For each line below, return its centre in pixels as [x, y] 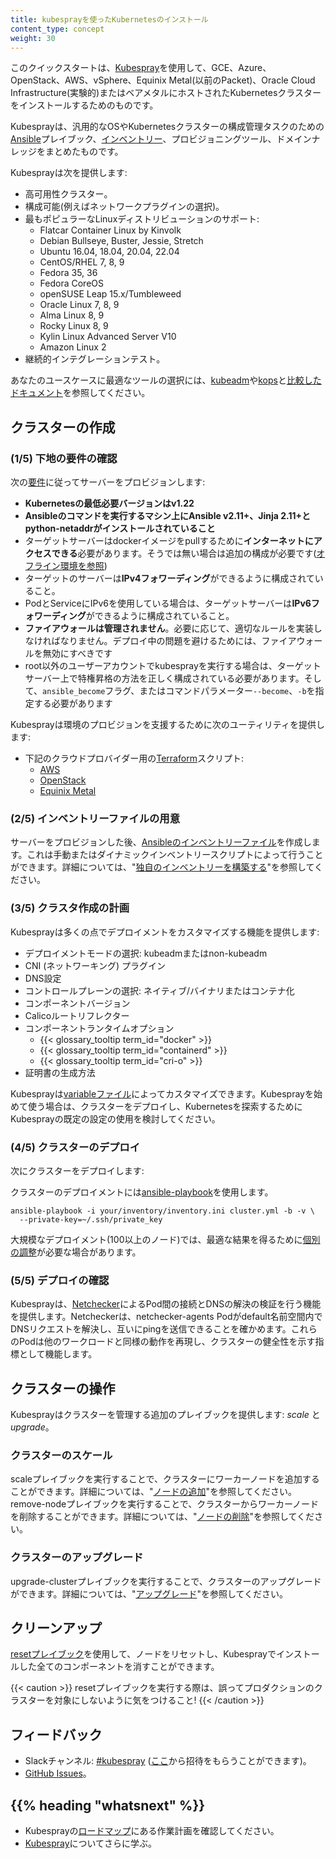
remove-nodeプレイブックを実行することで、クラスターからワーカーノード [165, 1504]
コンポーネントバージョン [77, 1003]
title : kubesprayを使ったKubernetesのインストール [109, 19]
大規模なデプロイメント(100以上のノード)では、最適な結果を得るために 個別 [165, 1239]
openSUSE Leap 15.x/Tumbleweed [110, 294]
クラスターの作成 [63, 427]
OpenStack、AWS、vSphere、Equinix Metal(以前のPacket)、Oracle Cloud [163, 80]
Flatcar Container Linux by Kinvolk [110, 230]
